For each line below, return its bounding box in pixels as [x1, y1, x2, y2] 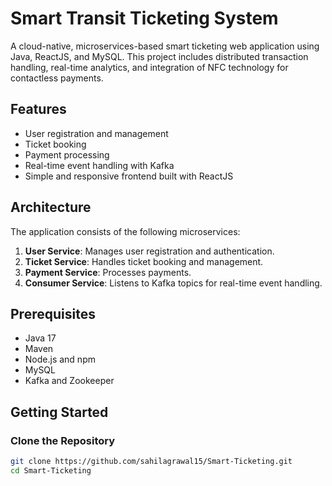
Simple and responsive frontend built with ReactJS [24, 170, 234, 182]
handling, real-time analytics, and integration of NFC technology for [10, 61, 289, 73]
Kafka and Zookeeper [24, 375, 115, 387]
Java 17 [24, 332, 57, 344]
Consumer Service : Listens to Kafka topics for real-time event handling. [24, 277, 323, 289]
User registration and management [24, 127, 169, 139]
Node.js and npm [24, 353, 96, 366]
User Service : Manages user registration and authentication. [24, 245, 275, 257]
